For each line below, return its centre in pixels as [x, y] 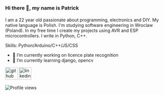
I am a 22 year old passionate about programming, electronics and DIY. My [82, 20]
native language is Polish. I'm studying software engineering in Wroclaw [79, 25]
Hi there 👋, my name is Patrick [42, 8]
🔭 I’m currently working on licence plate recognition [65, 55]
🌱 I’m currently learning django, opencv [53, 60]
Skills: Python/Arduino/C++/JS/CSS [42, 45]
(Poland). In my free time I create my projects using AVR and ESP [72, 30]
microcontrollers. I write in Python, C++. [46, 36]
